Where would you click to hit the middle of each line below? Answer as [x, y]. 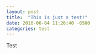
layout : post [23, 12]
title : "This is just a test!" [47, 17]
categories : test [28, 28]
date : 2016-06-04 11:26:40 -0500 [48, 23]
